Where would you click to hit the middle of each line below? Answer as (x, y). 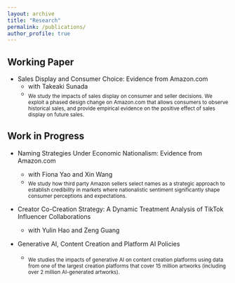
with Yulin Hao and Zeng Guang (74, 230)
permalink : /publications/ (47, 27)
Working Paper (41, 62)
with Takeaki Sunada (58, 87)
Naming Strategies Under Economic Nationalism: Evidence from (110, 153)
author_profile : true (39, 33)
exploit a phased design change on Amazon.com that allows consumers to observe (128, 102)
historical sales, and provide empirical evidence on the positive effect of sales (122, 108)
